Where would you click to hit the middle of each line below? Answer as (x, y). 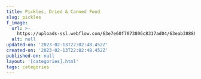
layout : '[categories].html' (42, 61)
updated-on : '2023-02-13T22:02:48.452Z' (57, 45)
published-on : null (31, 56)
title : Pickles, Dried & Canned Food (53, 12)
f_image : (17, 23)
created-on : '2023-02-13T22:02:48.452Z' (57, 50)
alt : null (24, 39)
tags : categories (28, 67)
